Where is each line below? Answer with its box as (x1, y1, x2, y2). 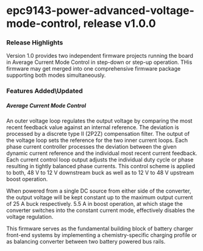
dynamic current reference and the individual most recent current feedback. (6, 150, 198, 157)
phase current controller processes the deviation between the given (6, 143, 177, 150)
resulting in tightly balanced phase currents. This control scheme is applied (6, 163, 195, 170)
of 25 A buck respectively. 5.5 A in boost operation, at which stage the (6, 200, 183, 208)
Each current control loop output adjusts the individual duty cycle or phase (6, 156, 194, 163)
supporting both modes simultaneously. (6, 71, 106, 79)
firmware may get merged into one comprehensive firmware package (6, 65, 181, 72)
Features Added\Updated (6, 87, 84, 95)
